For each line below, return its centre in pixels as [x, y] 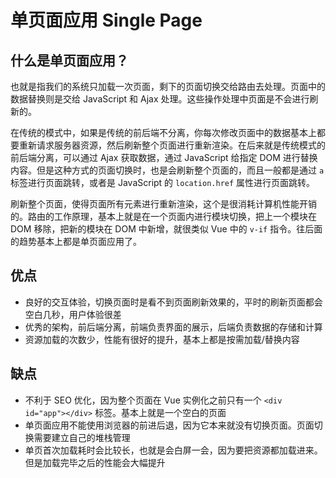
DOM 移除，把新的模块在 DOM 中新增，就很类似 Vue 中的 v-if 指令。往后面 [166, 229]
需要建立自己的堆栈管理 [82, 437]
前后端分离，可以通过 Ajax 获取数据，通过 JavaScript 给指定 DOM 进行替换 [164, 157]
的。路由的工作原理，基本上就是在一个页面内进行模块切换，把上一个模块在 [163, 216]
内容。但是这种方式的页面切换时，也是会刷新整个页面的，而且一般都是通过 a [167, 170]
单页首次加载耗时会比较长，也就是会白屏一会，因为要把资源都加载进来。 [173, 450]
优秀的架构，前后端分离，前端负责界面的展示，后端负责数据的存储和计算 [173, 327]
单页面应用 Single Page [106, 20]
